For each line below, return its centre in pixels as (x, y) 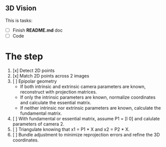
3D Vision (21, 8)
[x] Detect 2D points (34, 70)
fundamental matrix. (41, 113)
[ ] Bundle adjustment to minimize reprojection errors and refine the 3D (86, 134)
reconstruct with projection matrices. (59, 92)
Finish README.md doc (38, 30)
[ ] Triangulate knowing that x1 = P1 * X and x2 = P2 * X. (71, 129)
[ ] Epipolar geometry (35, 81)
